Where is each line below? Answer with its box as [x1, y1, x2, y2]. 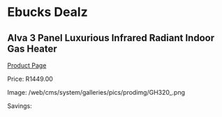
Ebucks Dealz [7, 4, 89, 20]
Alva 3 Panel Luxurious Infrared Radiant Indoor [7, 32, 215, 44]
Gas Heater [7, 42, 57, 54]
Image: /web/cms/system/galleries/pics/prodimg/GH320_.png [7, 88, 186, 96]
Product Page [7, 61, 47, 70]
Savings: [7, 102, 33, 110]
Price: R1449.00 [7, 75, 54, 83]
